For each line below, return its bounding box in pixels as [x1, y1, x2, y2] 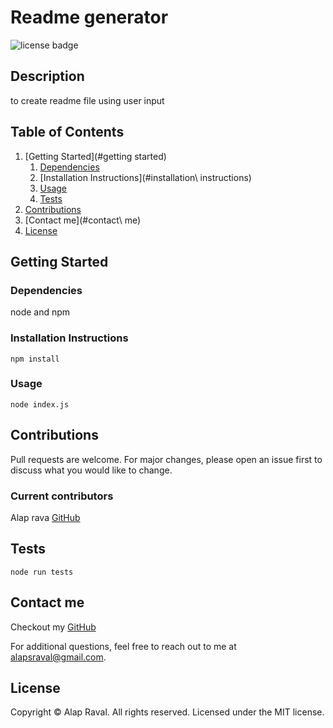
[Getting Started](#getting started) [24, 150, 167, 162]
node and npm [10, 306, 71, 318]
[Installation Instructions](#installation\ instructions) [39, 171, 252, 183]
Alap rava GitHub [10, 511, 81, 523]
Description [10, 68, 85, 85]
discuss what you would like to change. [10, 464, 173, 476]
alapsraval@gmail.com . [10, 651, 107, 663]
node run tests [10, 567, 74, 577]
